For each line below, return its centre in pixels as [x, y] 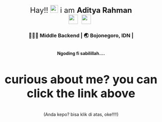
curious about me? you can [81, 79]
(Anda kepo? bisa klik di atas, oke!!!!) [81, 115]
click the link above [81, 93]
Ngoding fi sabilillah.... [81, 54]
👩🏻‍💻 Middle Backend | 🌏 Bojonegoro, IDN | [81, 35]
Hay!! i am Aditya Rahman [81, 10]
